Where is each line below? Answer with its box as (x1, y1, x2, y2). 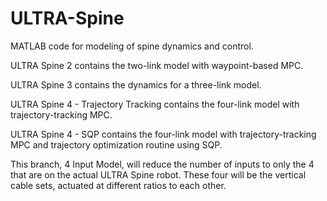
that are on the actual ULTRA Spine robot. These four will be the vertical (10, 168, 307, 181)
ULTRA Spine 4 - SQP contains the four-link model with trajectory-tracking (10, 128, 317, 140)
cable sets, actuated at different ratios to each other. (10, 179, 227, 191)
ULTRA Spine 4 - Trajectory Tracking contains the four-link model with (10, 98, 300, 110)
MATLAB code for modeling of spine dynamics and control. (10, 40, 254, 52)
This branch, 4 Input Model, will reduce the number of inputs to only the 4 (10, 158, 315, 170)
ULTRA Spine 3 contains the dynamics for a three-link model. (10, 78, 262, 91)
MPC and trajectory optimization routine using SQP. (10, 138, 223, 151)
